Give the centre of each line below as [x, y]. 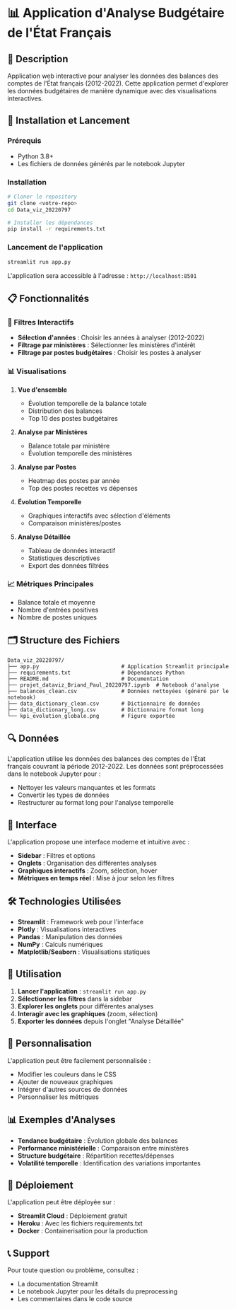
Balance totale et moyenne [56, 602]
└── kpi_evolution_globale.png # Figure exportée [91, 716]
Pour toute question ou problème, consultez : [73, 1270]
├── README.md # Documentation [88, 679]
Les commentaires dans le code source [75, 1299]
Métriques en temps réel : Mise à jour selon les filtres [96, 878]
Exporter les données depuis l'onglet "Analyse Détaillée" [101, 1021]
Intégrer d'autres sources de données [72, 1089]
